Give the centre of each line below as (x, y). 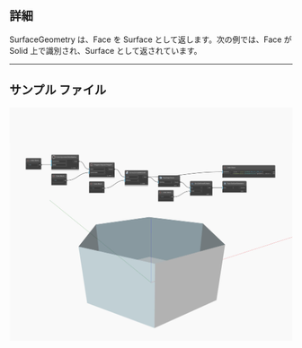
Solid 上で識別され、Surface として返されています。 (106, 50)
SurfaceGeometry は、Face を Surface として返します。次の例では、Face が (151, 39)
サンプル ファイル (58, 90)
